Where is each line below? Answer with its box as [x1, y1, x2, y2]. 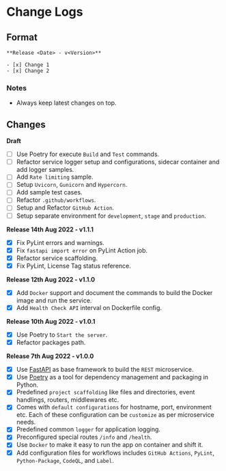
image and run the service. [16, 296, 92, 305]
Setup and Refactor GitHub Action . [16, 203, 114, 212]
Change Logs [6, 4, 83, 20]
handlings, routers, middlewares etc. [16, 396, 119, 404]
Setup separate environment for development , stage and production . [16, 212, 206, 220]
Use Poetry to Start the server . [16, 330, 108, 339]
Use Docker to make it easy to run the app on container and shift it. [16, 441, 203, 449]
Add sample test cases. [16, 188, 83, 196]
